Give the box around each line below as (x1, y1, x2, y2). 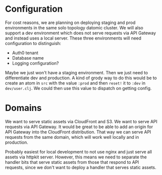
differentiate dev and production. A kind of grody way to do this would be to (5, 75, 157, 81)
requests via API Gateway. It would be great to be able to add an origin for (5, 124, 153, 130)
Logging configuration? (12, 60, 59, 66)
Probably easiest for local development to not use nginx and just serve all (5, 149, 152, 154)
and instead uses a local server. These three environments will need (5, 35, 142, 41)
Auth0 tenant (12, 50, 38, 56)
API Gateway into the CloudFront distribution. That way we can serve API (5, 129, 151, 135)
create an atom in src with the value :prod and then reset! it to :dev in (5, 80, 146, 86)
